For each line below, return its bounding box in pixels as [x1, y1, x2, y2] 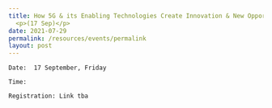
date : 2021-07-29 [8, 27, 67, 35]
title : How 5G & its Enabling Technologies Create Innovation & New [8, 11, 244, 20]
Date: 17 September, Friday [8, 64, 107, 73]
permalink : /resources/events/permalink [8, 34, 147, 43]
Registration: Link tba [8, 92, 89, 101]
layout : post [8, 42, 53, 50]
